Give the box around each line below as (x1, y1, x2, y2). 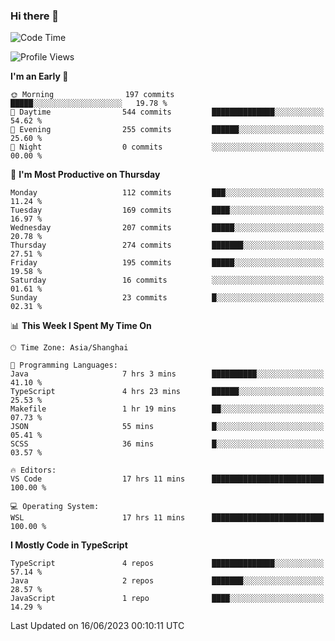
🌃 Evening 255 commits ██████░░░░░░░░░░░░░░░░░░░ (10, 125, 325, 135)
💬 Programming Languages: (10, 360, 118, 371)
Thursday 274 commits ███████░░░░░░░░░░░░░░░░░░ (10, 240, 325, 251)
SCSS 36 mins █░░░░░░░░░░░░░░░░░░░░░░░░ (10, 439, 325, 449)
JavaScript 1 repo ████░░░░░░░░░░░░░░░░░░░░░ (10, 594, 325, 604)
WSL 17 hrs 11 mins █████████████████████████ (10, 513, 325, 523)
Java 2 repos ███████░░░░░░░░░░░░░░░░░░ (10, 576, 325, 586)
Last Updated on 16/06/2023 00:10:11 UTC (10, 620, 185, 632)
